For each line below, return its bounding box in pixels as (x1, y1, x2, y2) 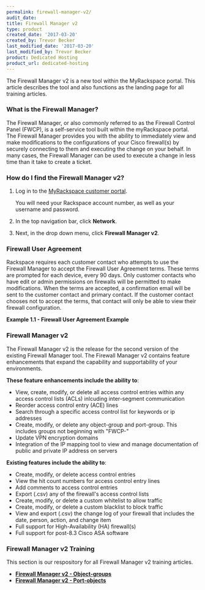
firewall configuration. (6, 304, 62, 312)
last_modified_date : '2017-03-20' (6, 43, 95, 50)
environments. (6, 365, 43, 372)
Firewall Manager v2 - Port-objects (15, 577, 106, 584)
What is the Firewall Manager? (6, 105, 99, 114)
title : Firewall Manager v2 (6, 20, 78, 26)
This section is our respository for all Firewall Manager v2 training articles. (6, 558, 193, 566)
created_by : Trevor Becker (6, 37, 75, 43)
